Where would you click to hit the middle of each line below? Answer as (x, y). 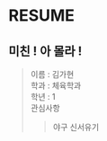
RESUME (42, 16)
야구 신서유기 (76, 127)
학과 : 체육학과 (56, 85)
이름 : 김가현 (52, 74)
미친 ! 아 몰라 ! (45, 51)
